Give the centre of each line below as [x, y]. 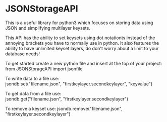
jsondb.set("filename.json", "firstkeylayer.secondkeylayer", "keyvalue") [79, 84]
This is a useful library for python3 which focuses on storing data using [79, 23]
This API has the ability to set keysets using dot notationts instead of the [80, 38]
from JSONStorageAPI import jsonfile [44, 69]
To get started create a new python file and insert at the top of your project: [84, 63]
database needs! [23, 54]
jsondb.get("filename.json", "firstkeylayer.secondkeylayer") [67, 99]
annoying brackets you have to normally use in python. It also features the [82, 43]
